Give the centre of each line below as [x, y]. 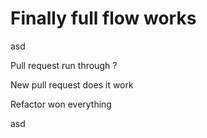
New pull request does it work [72, 84]
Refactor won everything [61, 104]
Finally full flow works [103, 18]
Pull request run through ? [64, 65]
